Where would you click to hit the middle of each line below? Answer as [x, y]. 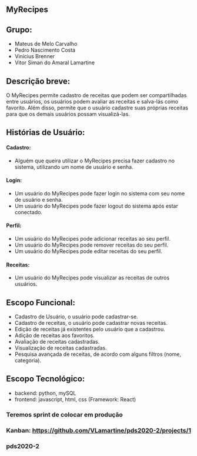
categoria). [28, 361]
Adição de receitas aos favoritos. [55, 335]
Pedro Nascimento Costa [45, 50]
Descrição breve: [38, 81]
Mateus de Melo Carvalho [46, 44]
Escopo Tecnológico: [46, 379]
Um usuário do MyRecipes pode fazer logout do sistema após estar [96, 206]
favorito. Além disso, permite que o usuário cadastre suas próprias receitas [97, 108]
